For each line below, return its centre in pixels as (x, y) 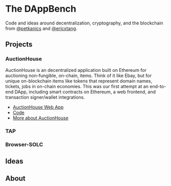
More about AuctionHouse (40, 118)
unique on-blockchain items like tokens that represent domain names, (79, 81)
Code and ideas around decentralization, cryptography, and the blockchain (84, 23)
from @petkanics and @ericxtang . (41, 28)
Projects (19, 45)
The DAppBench (41, 9)
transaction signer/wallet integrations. (45, 97)
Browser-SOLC (24, 145)
